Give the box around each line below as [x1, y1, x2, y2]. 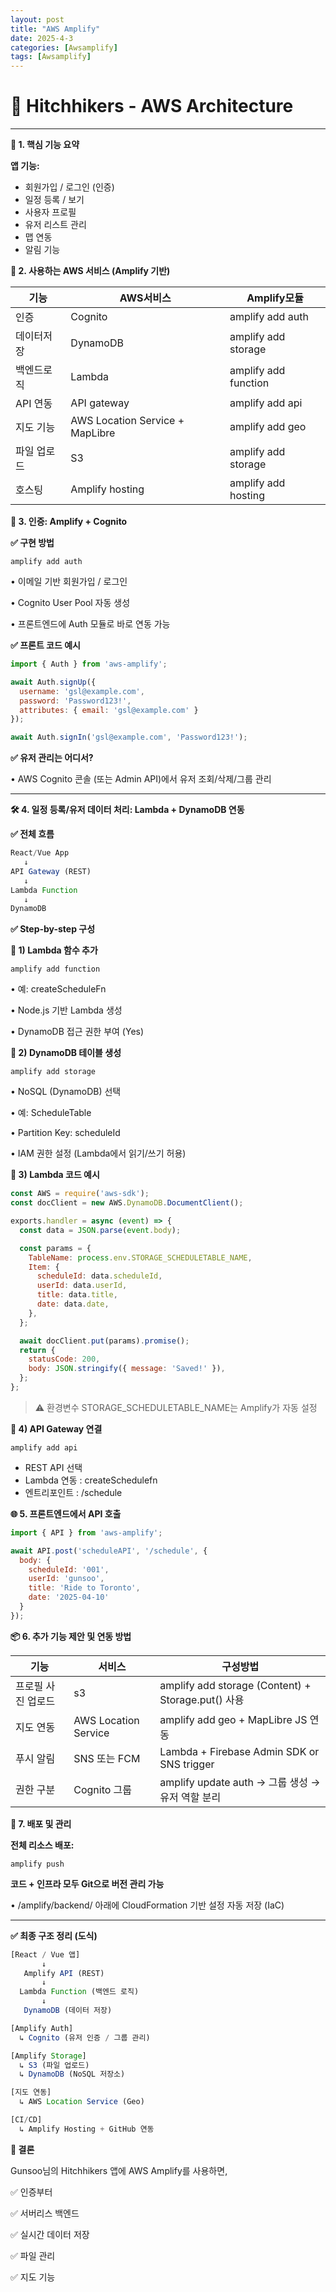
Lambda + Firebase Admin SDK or [159, 1744, 320, 1758]
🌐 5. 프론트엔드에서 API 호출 [10, 1507, 122, 1520]
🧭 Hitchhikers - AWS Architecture [10, 95, 294, 118]
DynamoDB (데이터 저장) [23, 2006, 113, 2016]
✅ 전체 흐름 [10, 828, 55, 840]
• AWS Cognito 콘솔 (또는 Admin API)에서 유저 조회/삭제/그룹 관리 [10, 773, 272, 785]
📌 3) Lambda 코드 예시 [10, 1169, 100, 1181]
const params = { [19, 1243, 92, 1253]
